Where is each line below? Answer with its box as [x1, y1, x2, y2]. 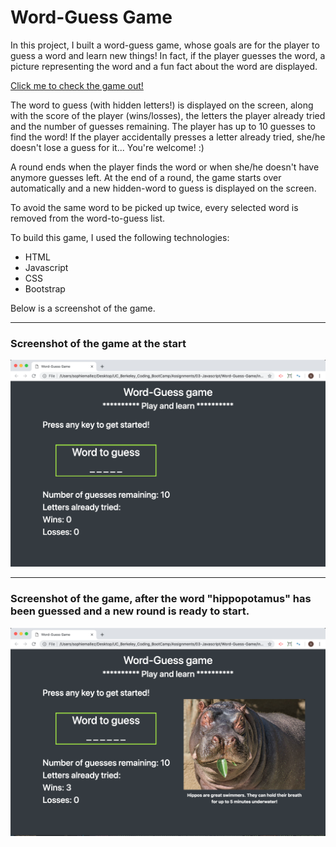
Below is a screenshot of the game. [10, 302, 156, 314]
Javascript [24, 261, 69, 273]
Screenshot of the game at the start [10, 336, 187, 350]
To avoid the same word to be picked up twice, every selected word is [10, 201, 299, 213]
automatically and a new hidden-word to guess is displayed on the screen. [10, 182, 317, 194]
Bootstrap [24, 282, 66, 295]
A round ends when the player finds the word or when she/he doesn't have [10, 161, 320, 173]
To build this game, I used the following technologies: [10, 231, 230, 243]
